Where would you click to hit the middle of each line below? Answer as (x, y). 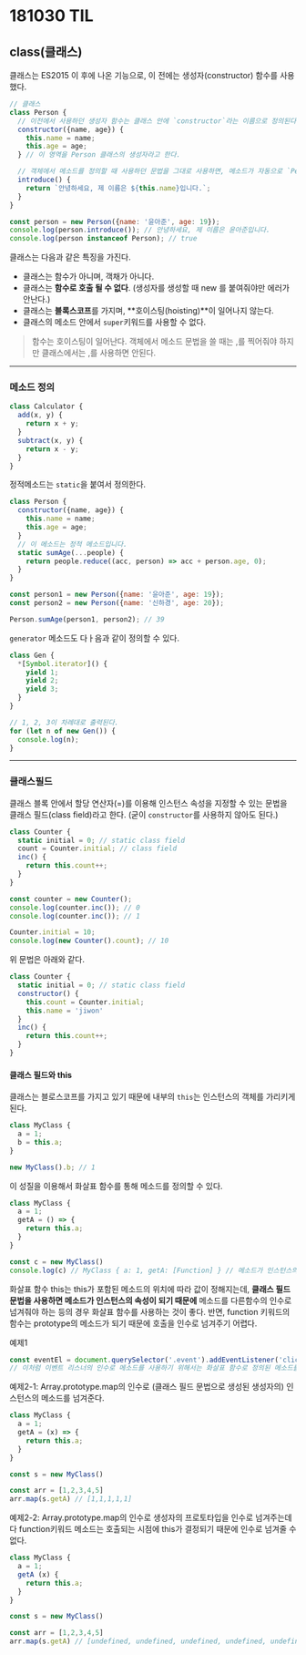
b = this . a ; (41, 1142)
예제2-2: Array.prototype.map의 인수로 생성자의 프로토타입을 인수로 (131, 1517)
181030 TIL (51, 16)
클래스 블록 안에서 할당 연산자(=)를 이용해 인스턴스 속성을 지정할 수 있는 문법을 (148, 803)
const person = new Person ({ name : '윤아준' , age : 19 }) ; (115, 221)
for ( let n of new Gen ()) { (63, 731)
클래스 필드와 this (41, 1074)
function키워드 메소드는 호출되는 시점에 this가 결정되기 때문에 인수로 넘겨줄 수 (158, 1529)
